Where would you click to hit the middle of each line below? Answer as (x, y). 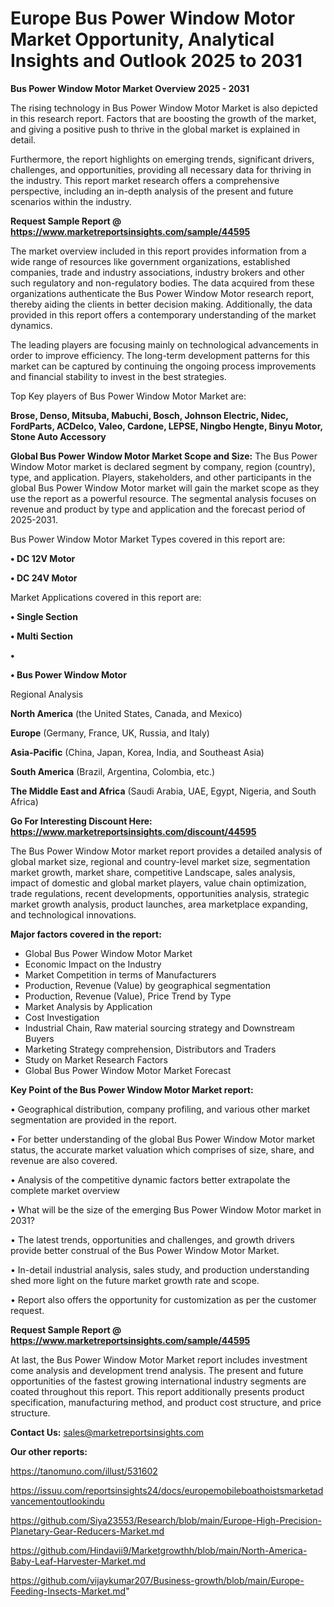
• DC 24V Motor (44, 578)
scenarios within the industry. (71, 201)
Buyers (39, 1038)
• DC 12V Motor (43, 558)
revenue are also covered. (64, 1160)
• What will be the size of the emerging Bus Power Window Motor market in (166, 1209)
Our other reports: (49, 1451)
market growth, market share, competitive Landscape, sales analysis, (153, 872)
